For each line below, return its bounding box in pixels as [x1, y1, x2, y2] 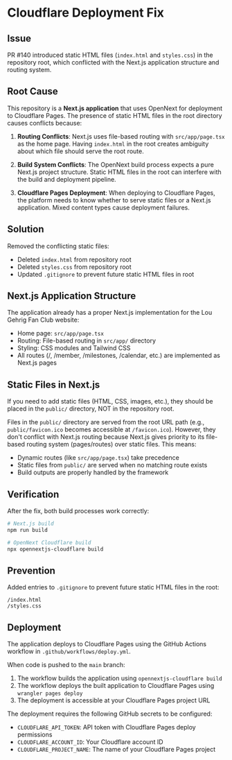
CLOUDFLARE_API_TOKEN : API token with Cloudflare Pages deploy [17, 723, 196, 732]
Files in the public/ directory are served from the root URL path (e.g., [7, 418, 205, 426]
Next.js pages [17, 359, 57, 367]
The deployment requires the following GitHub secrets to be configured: [7, 709, 213, 718]
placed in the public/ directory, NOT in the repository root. [7, 404, 175, 413]
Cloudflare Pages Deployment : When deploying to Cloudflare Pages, [17, 189, 216, 197]
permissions [17, 730, 53, 739]
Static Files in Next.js [7, 379, 100, 390]
